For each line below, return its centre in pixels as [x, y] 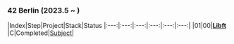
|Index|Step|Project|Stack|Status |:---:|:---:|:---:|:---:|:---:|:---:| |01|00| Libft [117, 26]
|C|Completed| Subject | [41, 33]
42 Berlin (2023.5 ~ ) [44, 10]
